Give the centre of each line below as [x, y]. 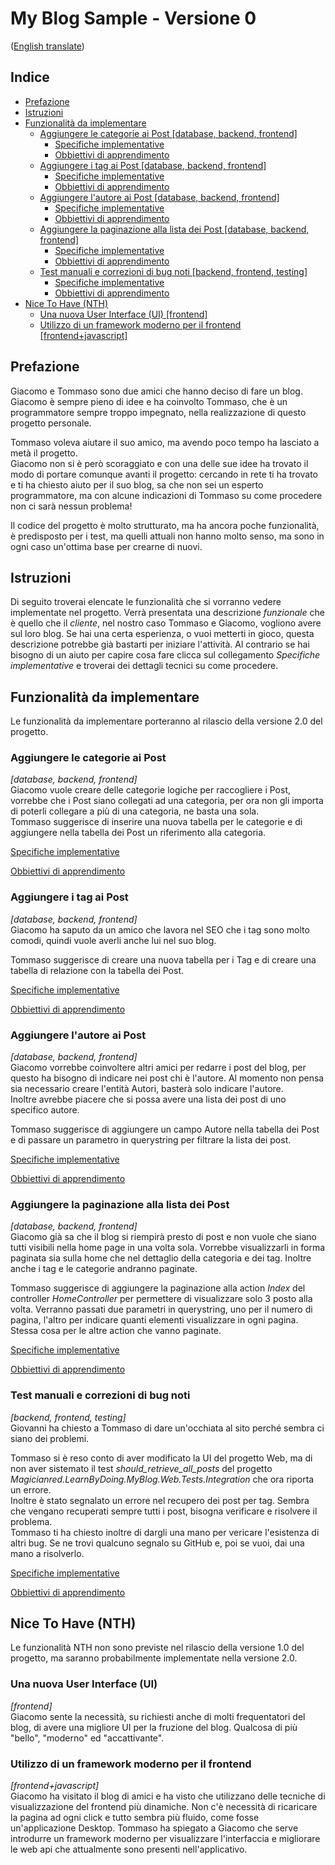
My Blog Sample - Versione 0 [133, 18]
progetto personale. [51, 423]
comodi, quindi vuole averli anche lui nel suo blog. [113, 940]
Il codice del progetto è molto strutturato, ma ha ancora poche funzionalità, [165, 525]
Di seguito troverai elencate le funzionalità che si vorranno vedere [146, 602]
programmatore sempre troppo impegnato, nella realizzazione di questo [158, 412]
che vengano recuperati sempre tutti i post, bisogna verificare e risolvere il [164, 1511]
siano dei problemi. [50, 1438]
